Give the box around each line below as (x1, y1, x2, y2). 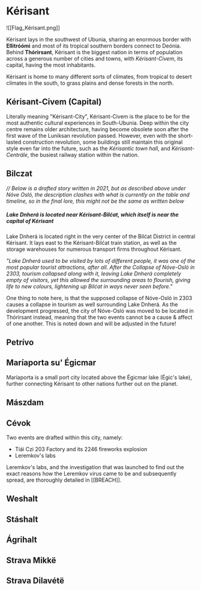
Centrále (6, 151, 28, 158)
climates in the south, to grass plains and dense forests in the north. (6, 79, 174, 87)
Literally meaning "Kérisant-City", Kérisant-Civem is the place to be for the (6, 112, 190, 120)
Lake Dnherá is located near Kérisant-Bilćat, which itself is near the (6, 211, 179, 218)
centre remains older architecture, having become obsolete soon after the (6, 125, 189, 133)
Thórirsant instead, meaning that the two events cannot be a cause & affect (6, 313, 193, 321)
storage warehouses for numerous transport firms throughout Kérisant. (6, 245, 182, 253)
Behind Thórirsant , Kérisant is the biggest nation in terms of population (6, 48, 183, 55)
